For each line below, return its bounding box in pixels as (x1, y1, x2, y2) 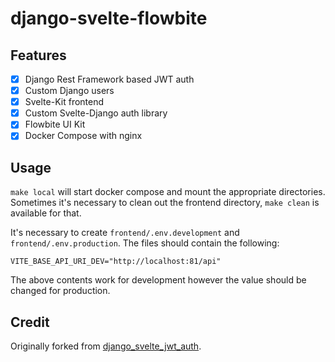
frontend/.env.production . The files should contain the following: (10, 237, 280, 249)
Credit (10, 313, 50, 331)
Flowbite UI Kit (24, 118, 86, 131)
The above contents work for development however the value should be (10, 274, 307, 286)
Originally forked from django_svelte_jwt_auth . (10, 340, 202, 352)
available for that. (10, 207, 82, 219)
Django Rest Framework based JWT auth (24, 73, 195, 85)
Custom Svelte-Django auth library (24, 107, 168, 119)
